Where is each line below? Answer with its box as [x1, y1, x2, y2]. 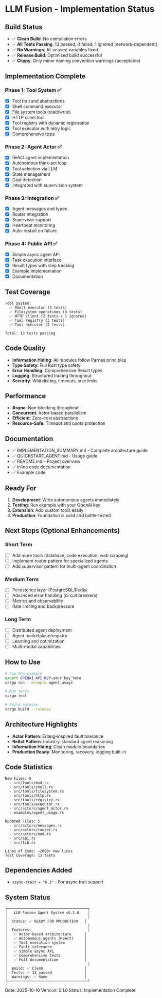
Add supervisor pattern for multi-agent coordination [12, 563, 116, 569]
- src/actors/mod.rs [9, 832, 51, 836]
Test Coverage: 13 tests [5, 853, 55, 858]
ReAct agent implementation [12, 155, 69, 161]
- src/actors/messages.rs [9, 823, 62, 828]
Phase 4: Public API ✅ [5, 240, 58, 247]
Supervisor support [12, 217, 51, 223]
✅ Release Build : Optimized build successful [12, 52, 102, 58]
